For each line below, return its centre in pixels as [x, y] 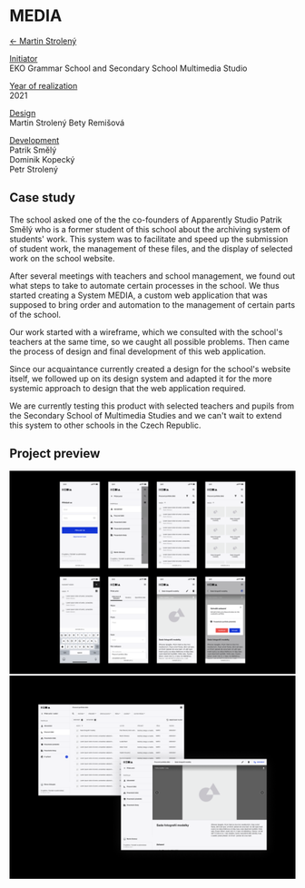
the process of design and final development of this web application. [138, 351]
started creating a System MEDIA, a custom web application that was [138, 295]
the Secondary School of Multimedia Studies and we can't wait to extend [146, 415]
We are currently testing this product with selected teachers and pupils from [152, 406]
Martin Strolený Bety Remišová [67, 123]
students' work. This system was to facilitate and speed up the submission [149, 239]
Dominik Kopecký [42, 159]
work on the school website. [62, 258]
